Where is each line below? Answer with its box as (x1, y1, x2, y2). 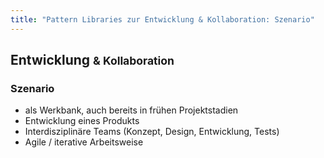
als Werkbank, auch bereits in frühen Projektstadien (24, 104, 239, 116)
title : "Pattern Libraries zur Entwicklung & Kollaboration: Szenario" (10, 14, 315, 25)
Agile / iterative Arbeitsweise (24, 136, 144, 148)
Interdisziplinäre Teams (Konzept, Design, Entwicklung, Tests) (24, 126, 280, 138)
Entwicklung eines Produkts (24, 115, 140, 127)
